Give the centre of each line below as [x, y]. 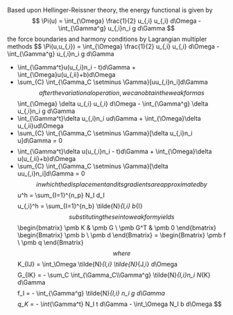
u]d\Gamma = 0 [40, 141]
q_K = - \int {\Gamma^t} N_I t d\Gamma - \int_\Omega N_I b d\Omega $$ [119, 304]
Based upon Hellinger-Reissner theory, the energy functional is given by [110, 10]
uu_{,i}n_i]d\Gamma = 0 [51, 173]
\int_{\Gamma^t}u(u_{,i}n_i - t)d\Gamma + [77, 67]
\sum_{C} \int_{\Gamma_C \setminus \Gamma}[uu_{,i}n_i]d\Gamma [112, 82]
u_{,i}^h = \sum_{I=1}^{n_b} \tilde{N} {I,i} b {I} [80, 206]
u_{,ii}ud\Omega [40, 126]
